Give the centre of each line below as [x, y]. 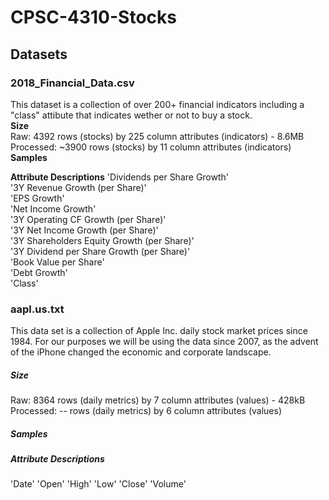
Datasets [39, 54]
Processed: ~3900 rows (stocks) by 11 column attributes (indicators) [151, 147]
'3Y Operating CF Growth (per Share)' [88, 219]
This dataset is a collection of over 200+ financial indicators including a [157, 104]
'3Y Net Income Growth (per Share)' [84, 230]
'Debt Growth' [39, 272]
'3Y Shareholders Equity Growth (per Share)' [102, 240]
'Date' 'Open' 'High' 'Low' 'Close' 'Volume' [98, 484]
